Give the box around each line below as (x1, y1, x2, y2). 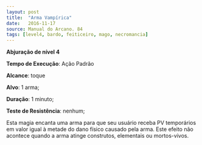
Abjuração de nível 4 (6, 48, 60, 55)
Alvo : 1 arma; (6, 83, 40, 91)
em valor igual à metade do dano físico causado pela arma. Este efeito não (6, 126, 193, 133)
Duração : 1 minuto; (6, 96, 54, 103)
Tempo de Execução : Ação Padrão (6, 60, 94, 68)
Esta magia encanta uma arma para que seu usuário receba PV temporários (6, 119, 197, 127)
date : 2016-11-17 (6, 20, 56, 26)
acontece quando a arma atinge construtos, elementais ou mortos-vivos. (6, 132, 189, 140)
